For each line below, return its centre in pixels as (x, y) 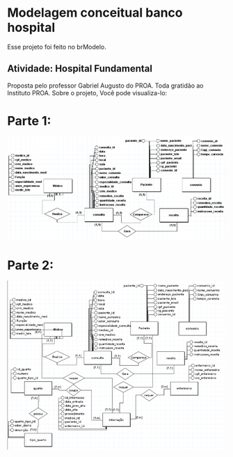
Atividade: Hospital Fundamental (80, 69)
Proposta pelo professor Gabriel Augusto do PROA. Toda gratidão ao (105, 86)
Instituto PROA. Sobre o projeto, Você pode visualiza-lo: (87, 93)
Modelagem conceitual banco (95, 13)
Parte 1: (29, 121)
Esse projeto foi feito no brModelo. (57, 47)
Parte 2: (31, 265)
